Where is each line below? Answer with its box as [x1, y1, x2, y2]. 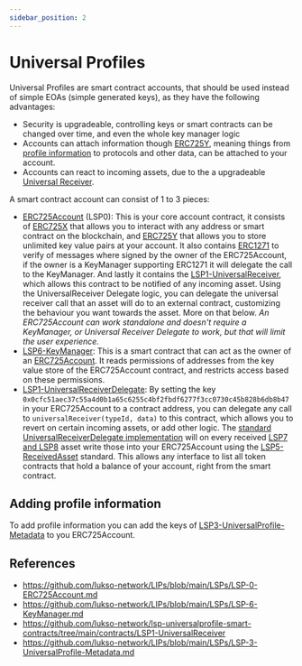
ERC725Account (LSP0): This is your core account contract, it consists [22, 211, 286, 222]
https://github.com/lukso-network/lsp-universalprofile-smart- [22, 618, 252, 629]
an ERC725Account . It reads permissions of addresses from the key [22, 355, 275, 365]
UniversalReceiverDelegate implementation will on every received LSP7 [22, 431, 288, 442]
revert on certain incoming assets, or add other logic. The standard [22, 421, 272, 433]
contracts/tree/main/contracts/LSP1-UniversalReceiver [22, 628, 226, 639]
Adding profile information [9, 495, 162, 511]
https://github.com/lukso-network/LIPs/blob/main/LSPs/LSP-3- [22, 637, 259, 648]
